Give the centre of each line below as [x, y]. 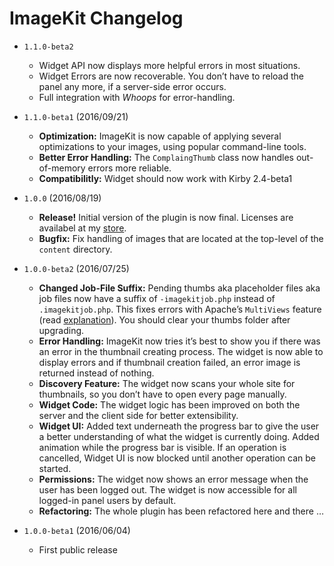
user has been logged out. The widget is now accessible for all [167, 489]
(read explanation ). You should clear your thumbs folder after [164, 319]
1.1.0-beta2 [48, 47]
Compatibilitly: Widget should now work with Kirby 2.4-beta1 [165, 178]
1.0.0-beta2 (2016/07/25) [76, 268]
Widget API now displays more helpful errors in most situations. [169, 65]
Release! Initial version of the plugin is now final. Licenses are [166, 217]
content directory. [75, 249]
